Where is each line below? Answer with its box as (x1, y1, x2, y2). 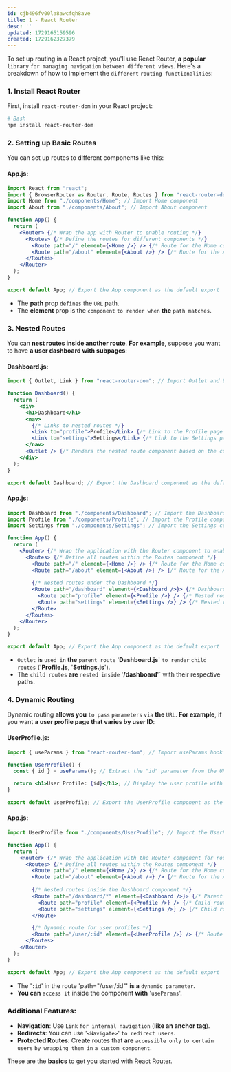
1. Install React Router (7, 87, 81, 96)
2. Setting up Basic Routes (7, 138, 97, 148)
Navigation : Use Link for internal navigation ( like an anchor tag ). (16, 1021, 210, 1030)
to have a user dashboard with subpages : (7, 347, 127, 355)
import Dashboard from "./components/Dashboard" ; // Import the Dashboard (7, 509, 226, 517)
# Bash (7, 115, 26, 123)
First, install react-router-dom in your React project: (7, 102, 153, 110)
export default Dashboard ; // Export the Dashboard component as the (7, 480, 211, 486)
